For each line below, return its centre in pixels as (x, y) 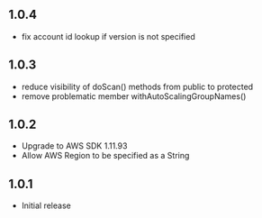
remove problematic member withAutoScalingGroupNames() (134, 96)
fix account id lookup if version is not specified (108, 36)
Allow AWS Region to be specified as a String (105, 156)
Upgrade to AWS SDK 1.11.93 (74, 146)
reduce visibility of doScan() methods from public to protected (137, 86)
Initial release (46, 205)
